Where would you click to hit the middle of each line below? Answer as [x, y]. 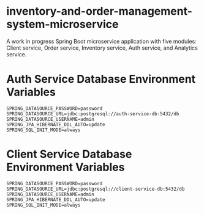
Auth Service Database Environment [101, 79]
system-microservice [62, 24]
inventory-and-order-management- [100, 11]
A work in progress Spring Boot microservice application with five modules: [102, 41]
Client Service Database [69, 154]
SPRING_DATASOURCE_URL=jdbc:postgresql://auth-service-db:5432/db [93, 114]
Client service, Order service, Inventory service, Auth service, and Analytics [102, 48]
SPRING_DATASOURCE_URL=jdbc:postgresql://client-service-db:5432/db [96, 189]
